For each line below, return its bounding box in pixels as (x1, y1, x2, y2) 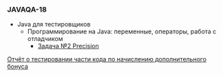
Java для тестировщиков (17, 20, 91, 29)
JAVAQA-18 (7, 5, 47, 14)
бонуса (7, 63, 29, 71)
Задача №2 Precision (37, 42, 99, 50)
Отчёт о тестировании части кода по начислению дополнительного (7, 55, 206, 63)
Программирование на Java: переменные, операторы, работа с (27, 27, 217, 35)
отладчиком (27, 35, 63, 43)
